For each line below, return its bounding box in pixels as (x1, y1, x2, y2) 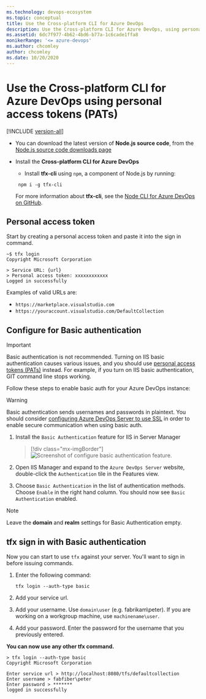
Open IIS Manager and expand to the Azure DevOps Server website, (15, 464, 185, 471)
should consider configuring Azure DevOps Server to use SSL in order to (6, 415, 190, 422)
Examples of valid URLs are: (6, 289, 77, 296)
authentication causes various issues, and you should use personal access (6, 360, 196, 367)
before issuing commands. (6, 560, 74, 566)
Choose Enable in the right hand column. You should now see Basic (15, 489, 186, 496)
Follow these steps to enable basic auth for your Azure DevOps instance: (6, 385, 191, 392)
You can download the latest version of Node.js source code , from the (15, 139, 194, 147)
